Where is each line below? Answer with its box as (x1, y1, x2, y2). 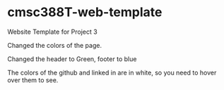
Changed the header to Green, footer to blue (7, 54, 137, 63)
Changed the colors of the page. (7, 41, 102, 49)
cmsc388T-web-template (7, 4, 163, 20)
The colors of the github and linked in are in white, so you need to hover (7, 68, 217, 77)
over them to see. (7, 75, 59, 84)
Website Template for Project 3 (7, 27, 98, 36)
